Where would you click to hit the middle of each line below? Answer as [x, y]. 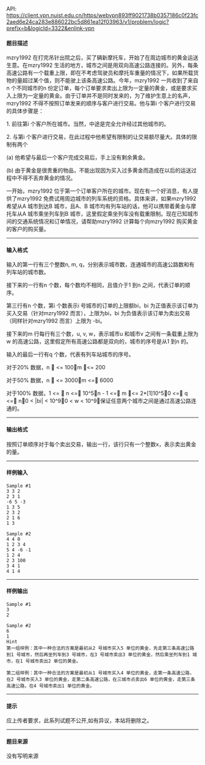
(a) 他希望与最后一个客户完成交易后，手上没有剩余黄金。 [77, 157]
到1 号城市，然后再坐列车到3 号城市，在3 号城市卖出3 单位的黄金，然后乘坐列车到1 [98, 655]
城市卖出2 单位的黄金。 [55, 661]
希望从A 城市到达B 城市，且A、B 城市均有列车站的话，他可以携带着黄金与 [99, 206]
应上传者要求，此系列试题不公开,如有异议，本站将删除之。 [79, 721]
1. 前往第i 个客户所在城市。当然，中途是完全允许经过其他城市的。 [88, 124]
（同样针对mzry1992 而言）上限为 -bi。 [56, 321]
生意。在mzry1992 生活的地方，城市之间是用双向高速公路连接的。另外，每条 [102, 65]
